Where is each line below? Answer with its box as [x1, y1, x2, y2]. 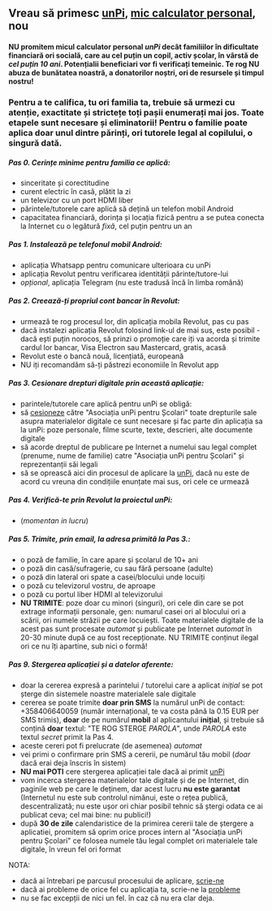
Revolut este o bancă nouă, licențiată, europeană [19, 351, 184, 361]
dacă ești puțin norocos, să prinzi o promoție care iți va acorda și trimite [19, 333, 261, 344]
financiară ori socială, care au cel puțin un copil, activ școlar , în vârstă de [8, 50, 259, 60]
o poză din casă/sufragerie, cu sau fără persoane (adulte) [19, 563, 214, 573]
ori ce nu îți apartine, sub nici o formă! [19, 641, 148, 651]
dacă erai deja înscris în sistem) [19, 757, 127, 767]
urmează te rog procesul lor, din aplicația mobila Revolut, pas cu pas [19, 316, 249, 326]
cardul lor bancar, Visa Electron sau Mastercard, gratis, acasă [19, 342, 227, 352]
